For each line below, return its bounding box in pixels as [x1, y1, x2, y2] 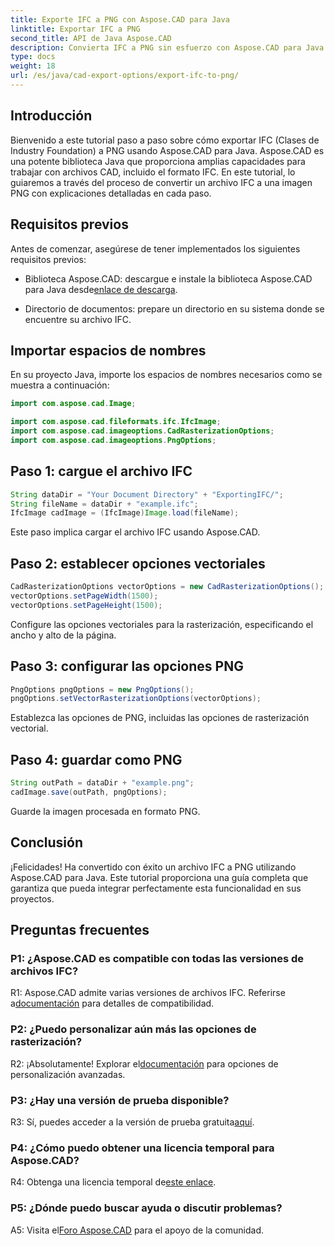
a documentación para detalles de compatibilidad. [10, 997, 215, 1010]
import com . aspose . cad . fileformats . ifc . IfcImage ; [10, 417, 222, 427]
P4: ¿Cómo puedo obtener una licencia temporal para [10, 1141, 275, 1155]
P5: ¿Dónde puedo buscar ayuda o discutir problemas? [10, 1201, 283, 1215]
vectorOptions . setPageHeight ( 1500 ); [10, 600, 163, 610]
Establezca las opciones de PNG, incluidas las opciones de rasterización [10, 712, 310, 724]
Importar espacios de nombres [10, 342, 207, 359]
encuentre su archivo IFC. [24, 313, 132, 325]
